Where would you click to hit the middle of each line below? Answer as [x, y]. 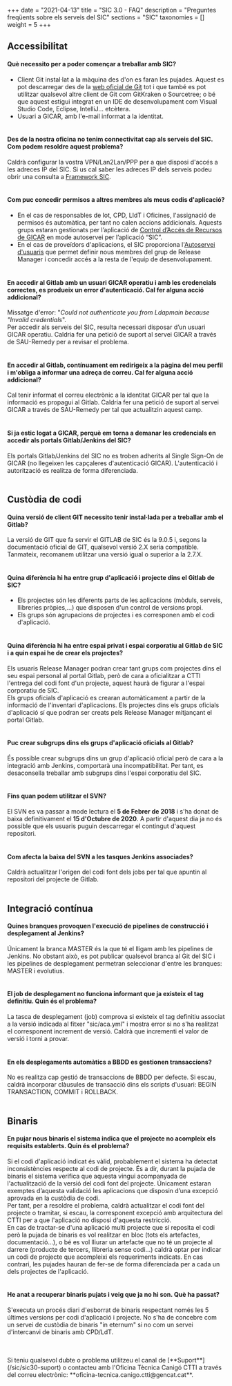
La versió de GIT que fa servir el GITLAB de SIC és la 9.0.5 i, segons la [107, 540]
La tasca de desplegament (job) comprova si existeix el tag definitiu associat [116, 1017]
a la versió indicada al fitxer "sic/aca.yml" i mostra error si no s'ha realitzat [113, 1024]
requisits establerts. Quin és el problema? [68, 1146]
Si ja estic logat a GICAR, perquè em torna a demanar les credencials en [112, 433]
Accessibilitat [37, 47]
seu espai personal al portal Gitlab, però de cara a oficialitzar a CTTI [104, 675]
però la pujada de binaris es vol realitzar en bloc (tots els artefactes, [104, 1235]
